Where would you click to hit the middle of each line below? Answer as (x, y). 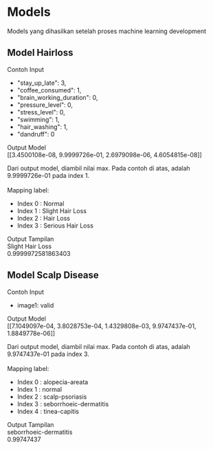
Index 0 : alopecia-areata (53, 382)
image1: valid (35, 305)
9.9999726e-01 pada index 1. (48, 175)
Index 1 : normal (40, 389)
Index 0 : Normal (41, 203)
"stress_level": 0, (41, 112)
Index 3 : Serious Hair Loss (55, 226)
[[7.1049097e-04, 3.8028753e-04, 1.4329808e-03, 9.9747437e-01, (102, 326)
